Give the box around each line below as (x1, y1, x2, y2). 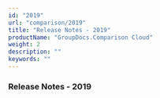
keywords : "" (8, 56, 51, 64)
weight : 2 (8, 41, 41, 49)
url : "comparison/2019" (8, 19, 87, 27)
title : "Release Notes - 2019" (8, 26, 111, 34)
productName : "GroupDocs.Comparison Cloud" (8, 33, 154, 42)
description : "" (8, 48, 61, 56)
